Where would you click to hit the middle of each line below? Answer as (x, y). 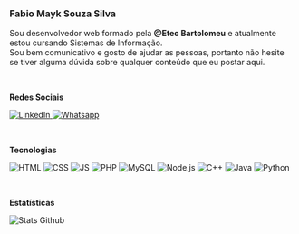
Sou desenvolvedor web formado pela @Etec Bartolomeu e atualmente (143, 34)
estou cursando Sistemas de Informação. (86, 43)
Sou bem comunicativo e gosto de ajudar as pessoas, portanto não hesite (147, 53)
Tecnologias (33, 150)
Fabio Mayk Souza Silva (63, 14)
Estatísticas (32, 203)
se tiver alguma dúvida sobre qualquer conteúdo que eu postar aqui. (137, 63)
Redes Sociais (37, 97)
